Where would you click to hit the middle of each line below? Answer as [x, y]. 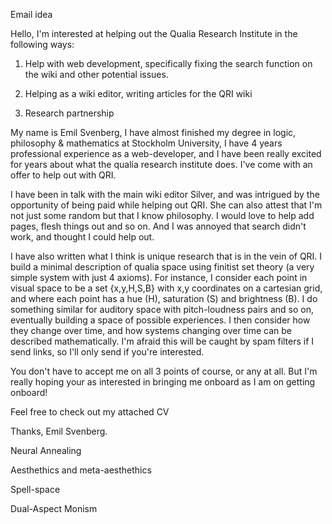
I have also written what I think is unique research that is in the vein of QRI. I [166, 256]
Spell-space [35, 489]
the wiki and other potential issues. [96, 74]
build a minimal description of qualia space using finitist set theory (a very [162, 267]
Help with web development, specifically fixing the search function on [168, 63]
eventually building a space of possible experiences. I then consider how [160, 320]
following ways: [42, 44]
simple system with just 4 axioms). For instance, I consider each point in [159, 277]
